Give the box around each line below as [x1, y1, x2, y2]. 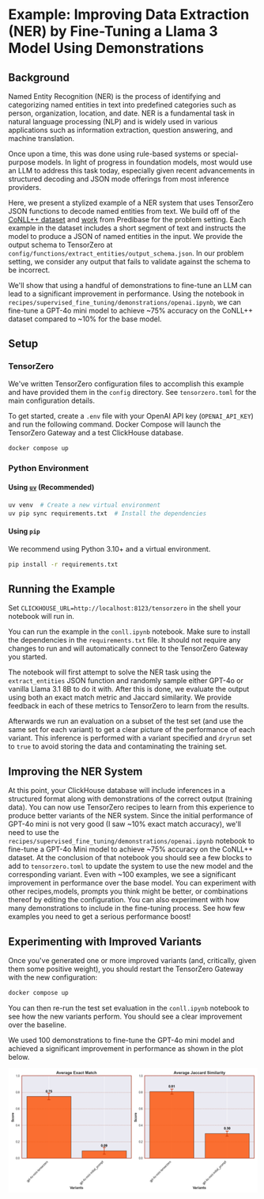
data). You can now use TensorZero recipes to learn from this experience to [8, 802, 255, 812]
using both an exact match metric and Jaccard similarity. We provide [8, 692, 232, 702]
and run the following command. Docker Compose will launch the [8, 419, 221, 429]
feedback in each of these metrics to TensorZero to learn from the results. [8, 701, 250, 711]
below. [8, 1052, 30, 1061]
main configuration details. [8, 396, 95, 405]
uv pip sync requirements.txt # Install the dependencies [8, 509, 207, 518]
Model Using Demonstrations [8, 40, 204, 57]
